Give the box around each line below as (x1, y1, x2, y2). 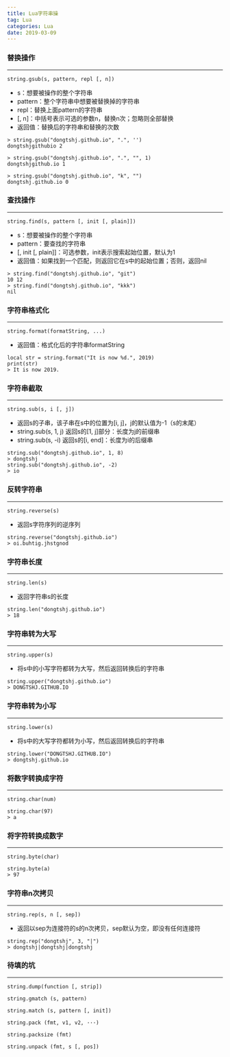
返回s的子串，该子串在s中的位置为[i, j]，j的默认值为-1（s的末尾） (16, 419, 201, 427)
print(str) (7, 361, 38, 368)
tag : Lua (7, 16, 32, 23)
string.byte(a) (7, 866, 51, 872)
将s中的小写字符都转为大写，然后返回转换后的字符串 (16, 665, 165, 673)
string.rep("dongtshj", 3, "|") (7, 938, 99, 945)
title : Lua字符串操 (7, 10, 59, 17)
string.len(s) (7, 580, 48, 586)
